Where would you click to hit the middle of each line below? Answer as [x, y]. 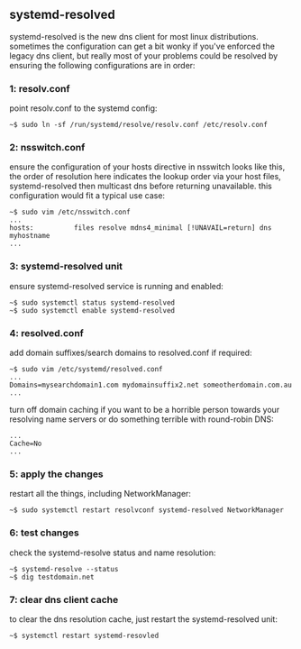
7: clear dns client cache [64, 599]
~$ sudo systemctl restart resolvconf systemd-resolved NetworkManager [146, 510]
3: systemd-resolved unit [66, 267]
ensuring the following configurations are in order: [102, 65]
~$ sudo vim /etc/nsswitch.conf [70, 212]
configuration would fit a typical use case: [87, 196]
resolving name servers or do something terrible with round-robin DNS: [142, 419]
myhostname [30, 236]
